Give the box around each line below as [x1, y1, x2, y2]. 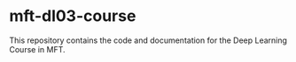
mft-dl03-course [9, 6, 136, 26]
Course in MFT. [9, 44, 66, 54]
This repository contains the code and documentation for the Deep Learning [9, 35, 288, 45]
